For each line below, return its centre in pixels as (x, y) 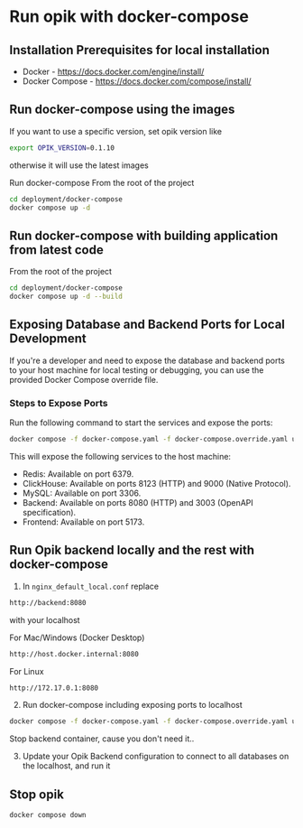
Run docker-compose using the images (122, 110)
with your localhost (45, 619)
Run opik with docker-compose (129, 17)
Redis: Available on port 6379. (78, 474)
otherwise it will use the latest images (79, 165)
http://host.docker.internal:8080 (74, 654)
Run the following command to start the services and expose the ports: (141, 423)
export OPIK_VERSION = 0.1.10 (62, 148)
